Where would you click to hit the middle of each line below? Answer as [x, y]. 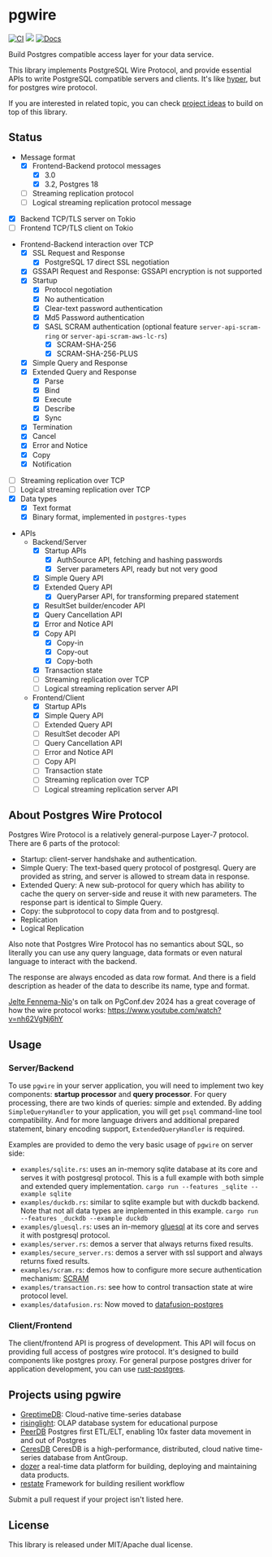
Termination [52, 427]
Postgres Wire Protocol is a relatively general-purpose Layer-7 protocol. [129, 835]
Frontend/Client [58, 697]
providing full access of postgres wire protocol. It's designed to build [123, 1352]
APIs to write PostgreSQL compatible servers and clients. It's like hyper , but [135, 78]
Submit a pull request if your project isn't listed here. [96, 1499]
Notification [52, 464]
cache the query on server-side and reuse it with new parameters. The [138, 894]
